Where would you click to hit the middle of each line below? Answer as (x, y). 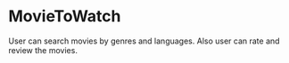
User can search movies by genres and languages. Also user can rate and (144, 41)
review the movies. (43, 50)
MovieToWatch (65, 16)
